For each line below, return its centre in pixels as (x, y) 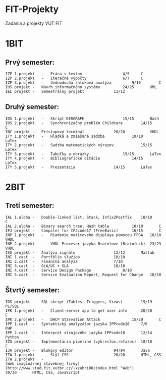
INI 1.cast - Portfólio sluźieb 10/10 (65, 257)
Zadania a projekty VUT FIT (34, 23)
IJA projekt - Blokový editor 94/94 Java (78, 350)
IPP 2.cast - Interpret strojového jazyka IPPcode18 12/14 (79, 333)
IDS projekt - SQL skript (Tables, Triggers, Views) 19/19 (79, 302)
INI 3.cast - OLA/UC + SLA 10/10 (65, 266)
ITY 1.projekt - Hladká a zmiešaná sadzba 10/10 (74, 136)
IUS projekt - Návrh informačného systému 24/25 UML (81, 87)
